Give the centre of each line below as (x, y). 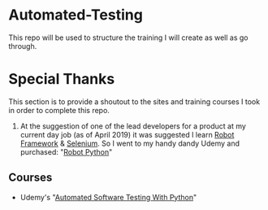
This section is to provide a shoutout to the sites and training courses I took (134, 101)
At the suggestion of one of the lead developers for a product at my (133, 126)
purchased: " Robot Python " (66, 151)
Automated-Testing (76, 15)
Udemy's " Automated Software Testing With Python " (108, 197)
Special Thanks (62, 79)
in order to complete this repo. (59, 110)
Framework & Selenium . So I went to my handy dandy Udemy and (130, 143)
